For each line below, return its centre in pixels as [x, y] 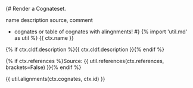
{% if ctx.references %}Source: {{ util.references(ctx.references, [85, 61]
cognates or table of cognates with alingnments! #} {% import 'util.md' [101, 32]
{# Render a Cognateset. [36, 9]
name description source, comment [49, 20]
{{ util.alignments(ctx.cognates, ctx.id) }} [55, 79]
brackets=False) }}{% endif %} [43, 67]
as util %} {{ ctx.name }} [44, 38]
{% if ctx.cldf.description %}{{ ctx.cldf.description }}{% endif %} [85, 49]
